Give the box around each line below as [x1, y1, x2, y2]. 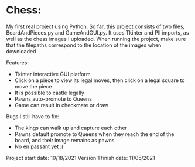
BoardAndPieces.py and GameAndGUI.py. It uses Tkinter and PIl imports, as [6, 29, 189, 36]
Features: [6, 59, 29, 66]
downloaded [6, 47, 36, 54]
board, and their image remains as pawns [14, 137, 115, 144]
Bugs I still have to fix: [6, 113, 59, 120]
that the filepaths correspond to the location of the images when [6, 42, 162, 49]
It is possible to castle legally [14, 89, 85, 96]
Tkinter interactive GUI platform [14, 70, 91, 77]
